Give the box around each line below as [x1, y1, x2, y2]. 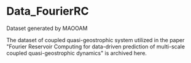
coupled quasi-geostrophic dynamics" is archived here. [6, 49, 147, 56]
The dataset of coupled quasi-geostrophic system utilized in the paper [6, 36, 185, 43]
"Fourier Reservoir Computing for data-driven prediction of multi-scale [6, 43, 185, 50]
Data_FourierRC [6, 4, 89, 18]
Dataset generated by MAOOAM [6, 24, 88, 32]
